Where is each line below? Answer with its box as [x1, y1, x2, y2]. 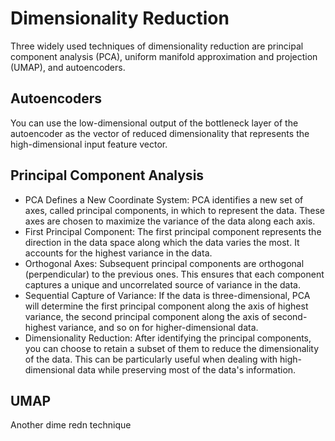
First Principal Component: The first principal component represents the [24, 225, 322, 237]
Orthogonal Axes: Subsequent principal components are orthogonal [24, 257, 305, 269]
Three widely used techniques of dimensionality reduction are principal [10, 40, 304, 52]
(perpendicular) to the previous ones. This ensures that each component [24, 268, 325, 280]
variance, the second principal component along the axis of [24, 310, 271, 322]
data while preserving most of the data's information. [77, 363, 297, 376]
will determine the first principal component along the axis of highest [24, 300, 309, 312]
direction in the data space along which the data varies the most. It [24, 236, 300, 248]
